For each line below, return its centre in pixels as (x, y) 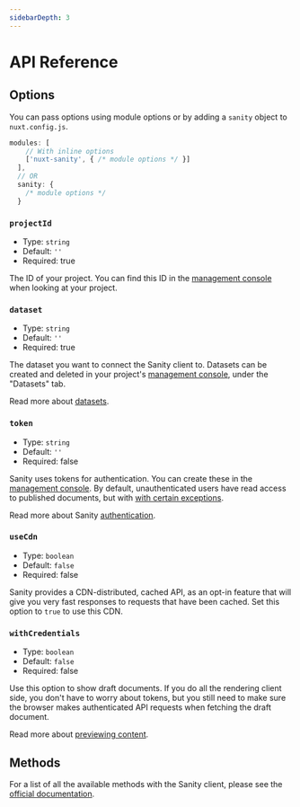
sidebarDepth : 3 (40, 18)
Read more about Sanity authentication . (83, 515)
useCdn (24, 537)
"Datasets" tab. (37, 384)
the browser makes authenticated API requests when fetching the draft (140, 707)
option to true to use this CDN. (66, 611)
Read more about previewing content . (79, 734)
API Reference (64, 62)
